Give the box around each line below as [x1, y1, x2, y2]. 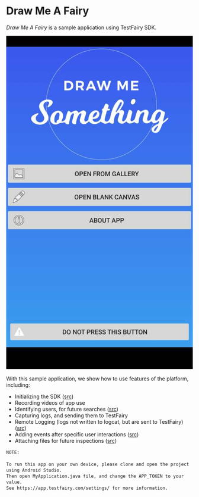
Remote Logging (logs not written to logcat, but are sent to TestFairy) [14, 418, 184, 425]
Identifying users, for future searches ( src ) [14, 405, 118, 412]
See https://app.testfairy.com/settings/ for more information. [6, 485, 168, 491]
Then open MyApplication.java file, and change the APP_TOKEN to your [6, 473, 184, 479]
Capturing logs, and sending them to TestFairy [14, 412, 129, 419]
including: [6, 381, 31, 388]
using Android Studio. [6, 467, 62, 473]
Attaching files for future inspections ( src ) [14, 437, 117, 444]
